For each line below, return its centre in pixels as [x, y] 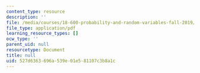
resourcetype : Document [36, 50]
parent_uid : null [28, 45]
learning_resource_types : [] [42, 34]
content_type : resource [36, 11]
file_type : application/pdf [41, 28]
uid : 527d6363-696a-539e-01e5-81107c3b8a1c [61, 61]
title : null [21, 55]
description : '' [26, 17]
